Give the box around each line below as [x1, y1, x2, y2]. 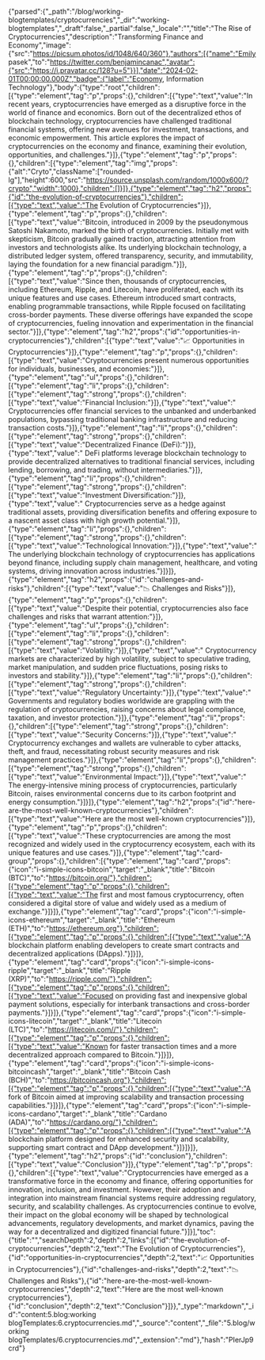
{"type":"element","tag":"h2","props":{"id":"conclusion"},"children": [8, 1151, 228, 1160]
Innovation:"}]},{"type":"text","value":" [132, 541, 258, 550]
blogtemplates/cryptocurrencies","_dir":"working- [8, 15, 170, 25]
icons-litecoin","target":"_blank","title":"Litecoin [8, 1017, 162, 1025]
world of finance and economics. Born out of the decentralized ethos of [8, 108, 242, 117]
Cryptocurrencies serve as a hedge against [84, 499, 226, 508]
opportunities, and [8, 150, 69, 159]
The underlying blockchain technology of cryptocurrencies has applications [8, 550, 256, 558]
